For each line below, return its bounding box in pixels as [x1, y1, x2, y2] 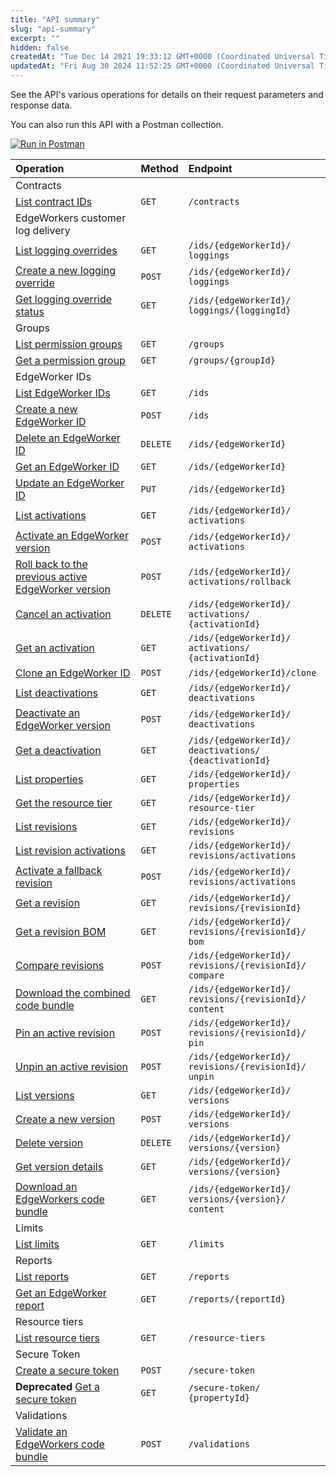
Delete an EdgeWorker [15, 431, 121, 445]
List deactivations [15, 686, 98, 700]
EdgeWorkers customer [15, 211, 127, 225]
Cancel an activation [15, 607, 112, 621]
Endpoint [188, 162, 233, 175]
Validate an [15, 1425, 68, 1438]
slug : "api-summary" [10, 24, 97, 34]
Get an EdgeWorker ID [15, 460, 120, 473]
